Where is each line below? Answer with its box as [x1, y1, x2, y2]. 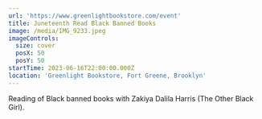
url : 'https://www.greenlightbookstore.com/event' [8, 11, 182, 20]
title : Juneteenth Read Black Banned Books [8, 19, 157, 27]
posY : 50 [15, 57, 45, 65]
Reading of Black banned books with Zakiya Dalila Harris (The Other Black [8, 93, 254, 103]
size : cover [15, 42, 56, 50]
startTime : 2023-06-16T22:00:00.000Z [8, 64, 135, 72]
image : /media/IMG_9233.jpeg [8, 27, 106, 35]
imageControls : [8, 34, 59, 43]
